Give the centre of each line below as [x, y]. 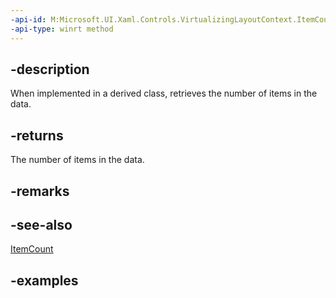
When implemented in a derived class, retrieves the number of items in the [164, 93]
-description [50, 69]
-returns [37, 135]
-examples [44, 280]
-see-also [41, 224]
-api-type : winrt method [62, 29]
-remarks [40, 191]
